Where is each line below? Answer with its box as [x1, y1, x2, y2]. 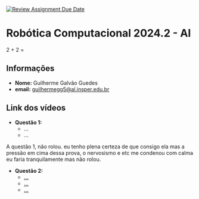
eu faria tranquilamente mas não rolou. [6, 156, 101, 163]
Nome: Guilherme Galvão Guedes [14, 79, 98, 86]
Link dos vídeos [6, 103, 66, 113]
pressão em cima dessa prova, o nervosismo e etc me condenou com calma [6, 149, 194, 156]
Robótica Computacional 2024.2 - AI [6, 27, 191, 40]
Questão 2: [14, 167, 43, 174]
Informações [6, 63, 55, 74]
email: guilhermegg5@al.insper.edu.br [14, 85, 110, 92]
